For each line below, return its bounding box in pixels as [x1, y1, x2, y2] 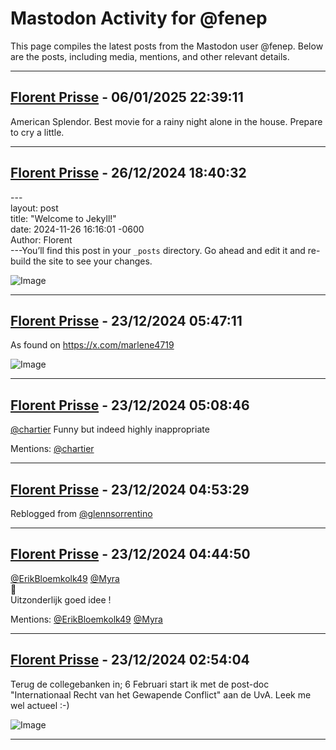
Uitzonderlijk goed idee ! [10, 593, 112, 606]
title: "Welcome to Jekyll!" [10, 212, 117, 224]
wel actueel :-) [10, 699, 70, 711]
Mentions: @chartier [10, 443, 95, 455]
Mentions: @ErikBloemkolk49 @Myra [10, 613, 163, 625]
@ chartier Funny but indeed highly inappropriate [10, 423, 210, 436]
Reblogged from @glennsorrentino [10, 508, 153, 519]
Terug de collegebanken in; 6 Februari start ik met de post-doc [10, 678, 270, 690]
